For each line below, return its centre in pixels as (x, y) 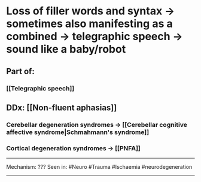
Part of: (20, 71)
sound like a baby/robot (66, 49)
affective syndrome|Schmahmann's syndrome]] (78, 132)
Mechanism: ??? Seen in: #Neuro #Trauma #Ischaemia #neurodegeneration (99, 167)
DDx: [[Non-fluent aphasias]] (62, 107)
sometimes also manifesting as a (89, 24)
